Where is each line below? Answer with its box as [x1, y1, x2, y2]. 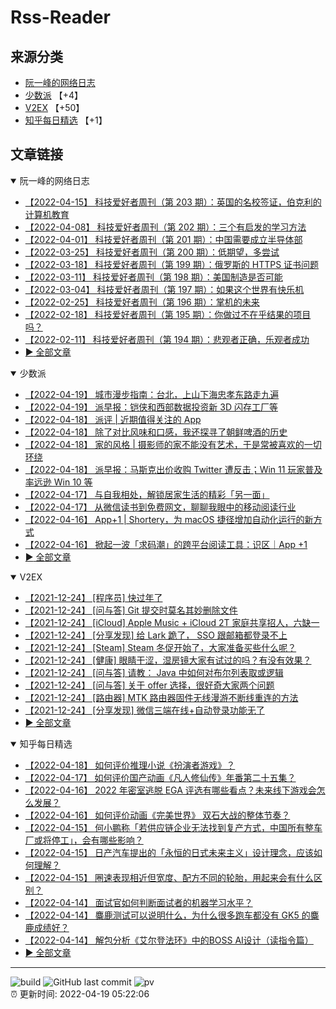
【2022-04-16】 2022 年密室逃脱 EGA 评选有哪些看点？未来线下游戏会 [24, 784, 317, 796]
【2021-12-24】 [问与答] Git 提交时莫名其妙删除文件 [24, 604, 238, 616]
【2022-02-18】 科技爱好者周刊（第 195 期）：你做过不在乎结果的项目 [24, 308, 312, 320]
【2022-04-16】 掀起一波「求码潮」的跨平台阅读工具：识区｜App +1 [24, 538, 308, 550]
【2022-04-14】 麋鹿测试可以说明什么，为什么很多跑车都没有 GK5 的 [24, 909, 311, 921]
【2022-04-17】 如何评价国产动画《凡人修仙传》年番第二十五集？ [24, 771, 297, 783]
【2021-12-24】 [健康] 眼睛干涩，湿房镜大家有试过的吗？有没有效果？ [24, 654, 312, 666]
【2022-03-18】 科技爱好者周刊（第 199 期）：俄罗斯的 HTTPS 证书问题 [24, 258, 320, 270]
